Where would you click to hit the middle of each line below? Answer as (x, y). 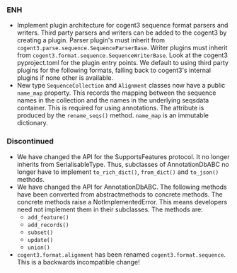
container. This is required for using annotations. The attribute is (110, 108)
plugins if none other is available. (65, 78)
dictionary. (33, 123)
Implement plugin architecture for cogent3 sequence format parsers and (122, 25)
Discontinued (30, 141)
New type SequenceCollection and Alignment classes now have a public (121, 86)
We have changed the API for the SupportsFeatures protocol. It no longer (123, 156)
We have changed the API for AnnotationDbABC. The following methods (122, 187)
